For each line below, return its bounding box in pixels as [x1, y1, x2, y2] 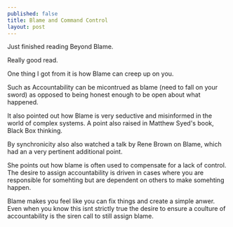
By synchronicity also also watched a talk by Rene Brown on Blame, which [7, 140, 222, 149]
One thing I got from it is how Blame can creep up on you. [7, 69, 174, 78]
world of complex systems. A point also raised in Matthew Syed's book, [7, 119, 214, 128]
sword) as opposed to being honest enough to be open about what [7, 90, 201, 99]
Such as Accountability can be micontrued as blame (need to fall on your [7, 83, 218, 92]
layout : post [7, 23, 46, 30]
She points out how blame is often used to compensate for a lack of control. [7, 161, 227, 170]
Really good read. [7, 56, 58, 64]
